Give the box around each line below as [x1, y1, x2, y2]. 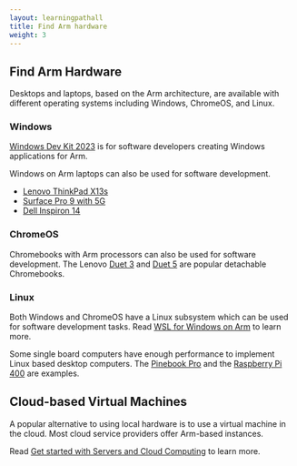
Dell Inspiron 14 [22, 206, 81, 217]
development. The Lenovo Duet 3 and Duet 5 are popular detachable [9, 258, 267, 269]
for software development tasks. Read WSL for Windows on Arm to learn [9, 321, 282, 332]
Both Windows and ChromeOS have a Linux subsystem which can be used [9, 311, 289, 323]
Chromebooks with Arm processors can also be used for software [9, 248, 257, 259]
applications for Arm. [9, 151, 88, 162]
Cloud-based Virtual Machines [9, 394, 188, 410]
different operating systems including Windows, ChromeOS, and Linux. [9, 97, 275, 109]
